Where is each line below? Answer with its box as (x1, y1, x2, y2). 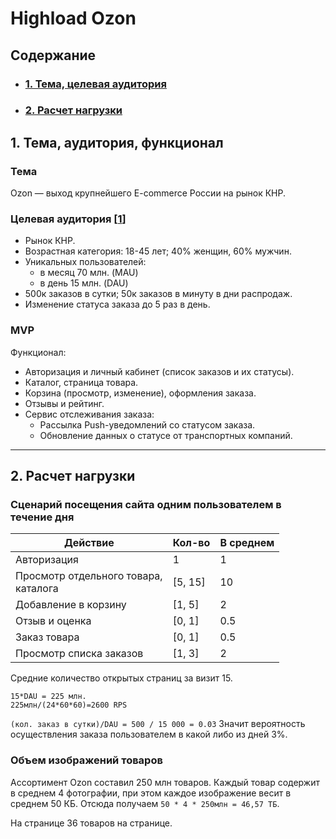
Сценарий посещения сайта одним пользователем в (10, 498, 282, 512)
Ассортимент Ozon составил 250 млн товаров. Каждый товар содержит (10, 776, 321, 788)
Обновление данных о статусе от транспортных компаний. (39, 429, 293, 441)
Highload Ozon (10, 7, 137, 30)
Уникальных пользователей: (24, 256, 147, 268)
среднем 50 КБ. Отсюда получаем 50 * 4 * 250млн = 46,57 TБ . (10, 797, 280, 809)
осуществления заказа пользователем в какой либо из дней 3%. (10, 728, 288, 741)
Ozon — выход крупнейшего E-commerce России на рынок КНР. (10, 187, 286, 199)
